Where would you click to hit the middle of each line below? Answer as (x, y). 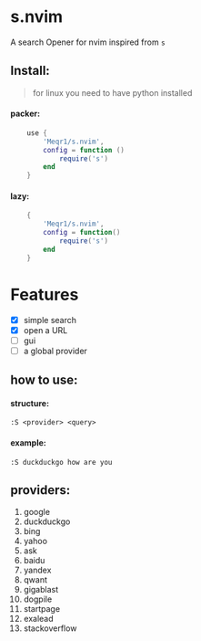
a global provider (55, 351)
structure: (30, 403)
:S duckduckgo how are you (61, 462)
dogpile (38, 599)
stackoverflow (50, 628)
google (37, 512)
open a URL (45, 330)
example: (28, 443)
